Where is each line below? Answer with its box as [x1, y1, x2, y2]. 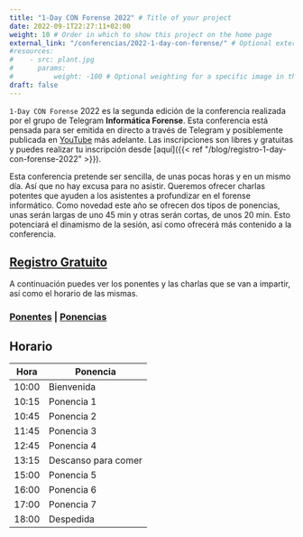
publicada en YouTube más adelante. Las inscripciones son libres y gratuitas [9, 134, 294, 145]
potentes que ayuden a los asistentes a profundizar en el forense [9, 190, 251, 201]
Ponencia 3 [48, 425, 97, 438]
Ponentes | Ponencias [9, 311, 107, 324]
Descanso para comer [48, 454, 142, 466]
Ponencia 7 [48, 498, 97, 511]
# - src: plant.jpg [9, 55, 95, 64]
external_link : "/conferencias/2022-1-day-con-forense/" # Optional [9, 38, 272, 48]
